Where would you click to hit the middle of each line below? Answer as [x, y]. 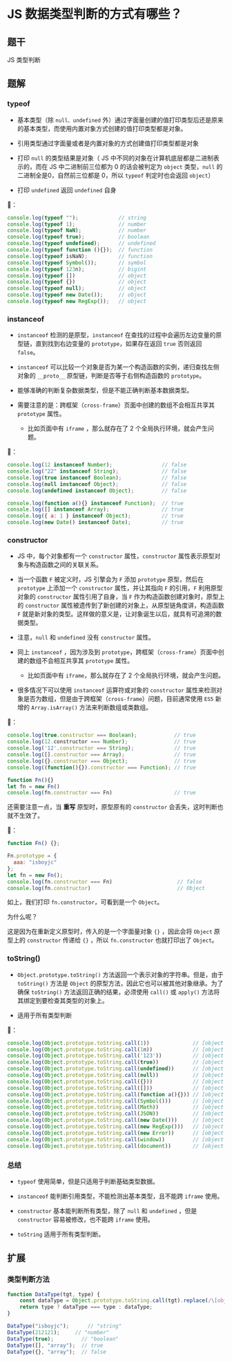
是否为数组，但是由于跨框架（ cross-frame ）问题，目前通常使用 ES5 [118, 699]
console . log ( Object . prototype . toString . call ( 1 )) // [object [116, 1043]
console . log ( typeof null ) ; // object [77, 289]
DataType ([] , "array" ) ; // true [55, 1345]
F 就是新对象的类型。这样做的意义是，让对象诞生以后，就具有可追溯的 [116, 614]
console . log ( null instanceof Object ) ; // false [97, 484]
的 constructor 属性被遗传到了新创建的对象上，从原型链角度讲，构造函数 [120, 606]
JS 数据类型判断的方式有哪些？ [95, 14]
